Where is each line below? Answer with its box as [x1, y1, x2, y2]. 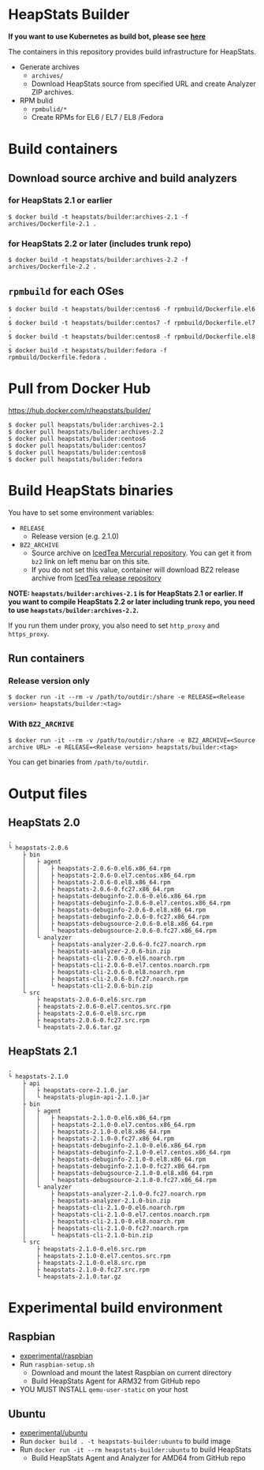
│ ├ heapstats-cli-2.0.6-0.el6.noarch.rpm [22, 954, 185, 962]
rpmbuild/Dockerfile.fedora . [8, 353, 108, 361]
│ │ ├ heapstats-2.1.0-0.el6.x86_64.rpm [22, 1114, 171, 1121]
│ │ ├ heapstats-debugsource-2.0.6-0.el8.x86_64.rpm [22, 920, 214, 927]
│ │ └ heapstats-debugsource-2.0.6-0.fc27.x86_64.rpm [22, 927, 217, 935]
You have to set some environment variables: [8, 507, 154, 517]
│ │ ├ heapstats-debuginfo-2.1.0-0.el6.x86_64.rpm [22, 1141, 206, 1149]
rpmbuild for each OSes [8, 284, 125, 297]
